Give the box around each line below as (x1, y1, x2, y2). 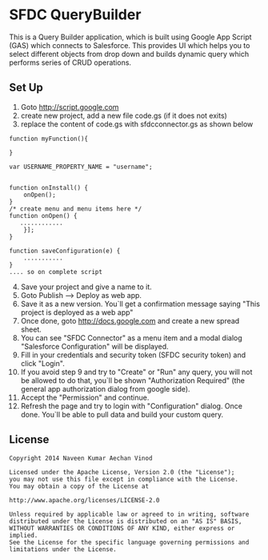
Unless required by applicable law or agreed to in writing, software (9, 510, 250, 518)
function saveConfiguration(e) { (9, 247, 121, 255)
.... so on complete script (9, 268, 103, 276)
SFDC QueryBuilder (9, 6, 142, 24)
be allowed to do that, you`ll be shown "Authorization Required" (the (20, 375, 245, 385)
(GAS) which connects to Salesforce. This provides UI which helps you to (9, 40, 250, 50)
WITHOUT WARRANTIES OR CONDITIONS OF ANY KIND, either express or (9, 524, 235, 532)
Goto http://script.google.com (20, 102, 119, 111)
